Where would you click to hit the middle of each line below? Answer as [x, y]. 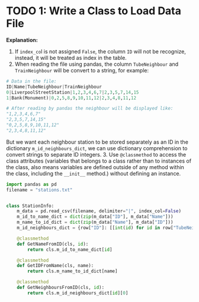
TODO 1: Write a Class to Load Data [94, 11]
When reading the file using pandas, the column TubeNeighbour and [97, 64]
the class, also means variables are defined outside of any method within [95, 167]
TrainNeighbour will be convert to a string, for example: [82, 70]
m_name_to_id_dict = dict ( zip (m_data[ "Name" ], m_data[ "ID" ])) [95, 222]
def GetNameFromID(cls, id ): [53, 244]
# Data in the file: [32, 81]
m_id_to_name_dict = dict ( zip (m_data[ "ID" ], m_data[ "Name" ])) [95, 217]
